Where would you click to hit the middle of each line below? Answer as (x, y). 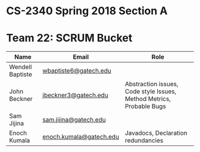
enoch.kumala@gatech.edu (81, 137)
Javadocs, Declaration (156, 133)
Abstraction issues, (151, 84)
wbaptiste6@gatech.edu (77, 71)
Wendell (21, 67)
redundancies (144, 141)
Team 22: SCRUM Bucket (69, 38)
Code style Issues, (151, 91)
